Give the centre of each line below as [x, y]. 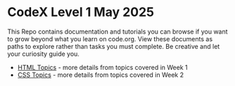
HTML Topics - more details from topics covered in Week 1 [102, 67]
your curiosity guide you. [43, 54]
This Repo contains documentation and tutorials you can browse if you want [118, 31]
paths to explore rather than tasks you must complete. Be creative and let [114, 46]
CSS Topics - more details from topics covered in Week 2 [101, 75]
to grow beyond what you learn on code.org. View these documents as [110, 38]
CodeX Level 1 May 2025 [81, 12]
